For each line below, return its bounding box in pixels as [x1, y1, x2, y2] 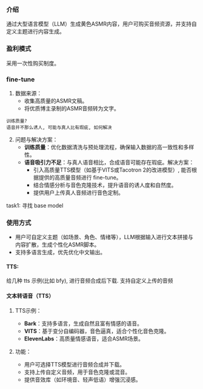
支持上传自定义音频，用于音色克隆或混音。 [24, 368, 131, 376]
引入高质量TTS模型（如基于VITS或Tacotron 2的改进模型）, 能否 [33, 166, 192, 174]
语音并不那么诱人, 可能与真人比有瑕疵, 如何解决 [6, 124, 112, 130]
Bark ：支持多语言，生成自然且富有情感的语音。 [24, 320, 143, 327]
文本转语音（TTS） [6, 292, 55, 299]
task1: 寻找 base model [6, 201, 64, 209]
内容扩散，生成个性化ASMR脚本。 [15, 241, 100, 248]
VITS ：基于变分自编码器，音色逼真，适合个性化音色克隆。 [24, 327, 170, 334]
